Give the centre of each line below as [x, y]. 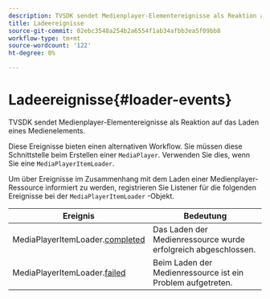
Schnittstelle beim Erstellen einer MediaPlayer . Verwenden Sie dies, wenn [129, 154]
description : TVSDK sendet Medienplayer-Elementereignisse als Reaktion [133, 16]
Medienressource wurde [198, 240]
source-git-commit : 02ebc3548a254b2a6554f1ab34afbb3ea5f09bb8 [115, 31]
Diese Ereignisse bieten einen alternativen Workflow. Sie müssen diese [125, 146]
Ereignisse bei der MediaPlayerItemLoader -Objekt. [91, 196]
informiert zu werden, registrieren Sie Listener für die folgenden [151, 187]
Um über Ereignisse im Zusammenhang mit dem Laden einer [108, 178]
